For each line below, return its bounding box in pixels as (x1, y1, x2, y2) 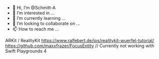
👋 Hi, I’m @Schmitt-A (12, 5, 56, 10)
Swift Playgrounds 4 (5, 48, 47, 54)
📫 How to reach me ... (12, 26, 59, 32)
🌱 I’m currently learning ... (12, 15, 66, 21)
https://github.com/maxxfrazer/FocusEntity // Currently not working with (5, 43, 154, 49)
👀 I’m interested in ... (12, 10, 55, 16)
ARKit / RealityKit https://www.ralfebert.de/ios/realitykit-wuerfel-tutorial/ (5, 38, 154, 43)
